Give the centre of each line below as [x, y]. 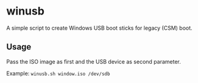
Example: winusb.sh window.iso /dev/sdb [58, 73]
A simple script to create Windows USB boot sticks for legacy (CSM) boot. [100, 28]
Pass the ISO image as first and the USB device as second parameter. [94, 61]
